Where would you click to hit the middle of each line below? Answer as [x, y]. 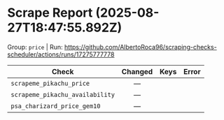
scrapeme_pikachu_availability [63, 95]
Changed [137, 71]
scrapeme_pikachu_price [50, 83]
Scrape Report [50, 13]
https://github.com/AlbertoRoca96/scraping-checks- [140, 47]
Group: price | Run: [35, 47]
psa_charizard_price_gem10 [56, 106]
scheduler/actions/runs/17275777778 [61, 54]
